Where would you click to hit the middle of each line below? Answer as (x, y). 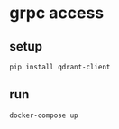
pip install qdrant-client (60, 67)
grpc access (57, 13)
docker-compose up (44, 115)
